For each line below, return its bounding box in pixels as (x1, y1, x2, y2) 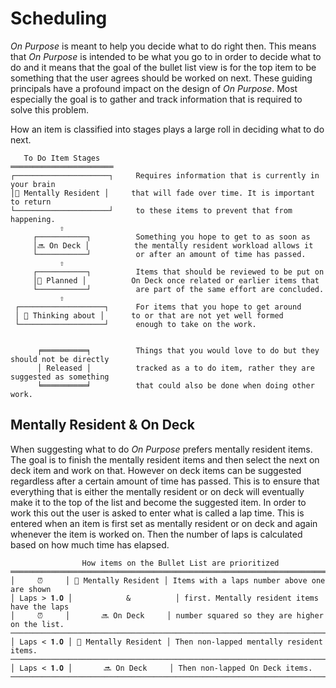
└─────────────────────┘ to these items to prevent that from (10, 205, 293, 216)
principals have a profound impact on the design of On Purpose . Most (10, 82, 298, 94)
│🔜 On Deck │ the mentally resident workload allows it (32, 240, 314, 251)
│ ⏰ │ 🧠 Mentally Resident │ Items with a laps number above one (10, 575, 326, 586)
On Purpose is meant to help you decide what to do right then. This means (10, 40, 317, 52)
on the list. (10, 619, 65, 629)
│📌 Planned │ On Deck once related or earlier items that (32, 275, 320, 286)
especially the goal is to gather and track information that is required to (10, 93, 303, 105)
